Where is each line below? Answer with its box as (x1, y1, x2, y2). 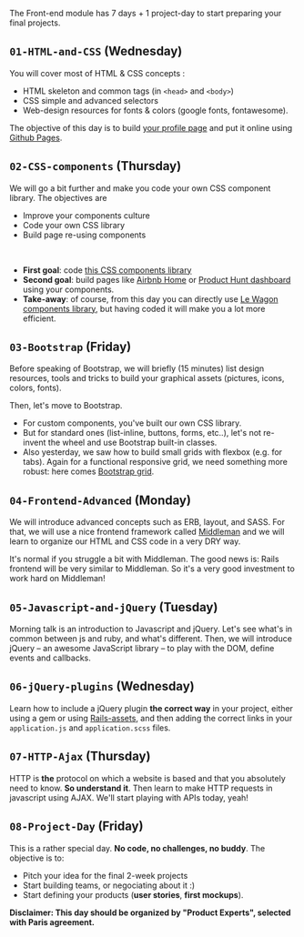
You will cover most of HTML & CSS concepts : (9, 67, 185, 78)
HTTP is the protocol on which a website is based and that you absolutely (9, 772, 287, 783)
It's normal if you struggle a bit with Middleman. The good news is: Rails (9, 554, 279, 565)
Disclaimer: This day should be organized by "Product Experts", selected (9, 907, 291, 918)
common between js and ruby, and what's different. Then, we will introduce (9, 633, 293, 644)
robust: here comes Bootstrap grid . (22, 466, 155, 477)
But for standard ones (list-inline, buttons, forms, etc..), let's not (22, 428, 262, 438)
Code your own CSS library (22, 219, 126, 230)
